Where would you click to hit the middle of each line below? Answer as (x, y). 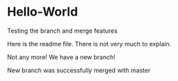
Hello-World (43, 12)
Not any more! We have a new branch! (61, 57)
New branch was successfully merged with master (79, 70)
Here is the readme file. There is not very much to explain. (89, 44)
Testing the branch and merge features (63, 31)
